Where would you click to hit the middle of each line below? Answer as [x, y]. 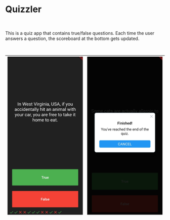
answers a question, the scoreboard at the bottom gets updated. [72, 38]
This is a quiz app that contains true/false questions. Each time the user [80, 33]
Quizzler [24, 9]
